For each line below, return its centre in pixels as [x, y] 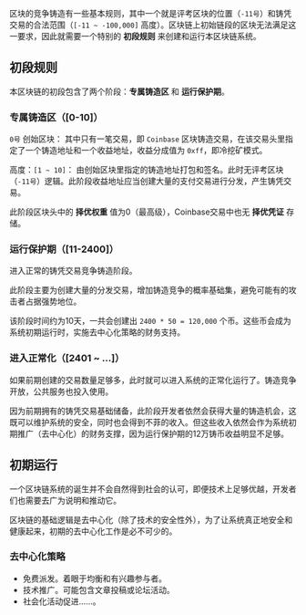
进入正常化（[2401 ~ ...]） [67, 359]
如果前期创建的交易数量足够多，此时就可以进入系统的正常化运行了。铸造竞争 [153, 380]
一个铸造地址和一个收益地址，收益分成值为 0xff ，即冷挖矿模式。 [146, 151]
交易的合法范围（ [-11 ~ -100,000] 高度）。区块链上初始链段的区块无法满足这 [153, 25]
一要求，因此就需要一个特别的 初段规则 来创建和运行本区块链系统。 [135, 36]
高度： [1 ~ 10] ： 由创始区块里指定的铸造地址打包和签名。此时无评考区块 [147, 170]
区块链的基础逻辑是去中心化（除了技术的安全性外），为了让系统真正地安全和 [151, 519]
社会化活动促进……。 [61, 601]
